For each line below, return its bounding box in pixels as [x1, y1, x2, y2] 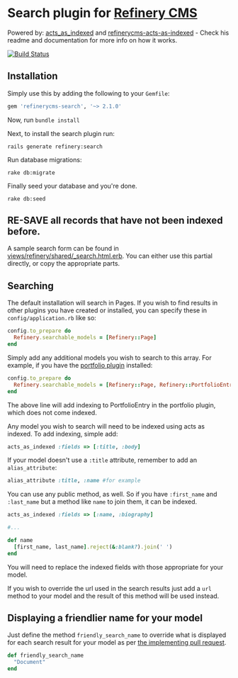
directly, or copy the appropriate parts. [7, 259, 120, 268]
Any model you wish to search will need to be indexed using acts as [7, 422, 205, 430]
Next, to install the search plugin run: [7, 129, 115, 137]
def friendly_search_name [7, 652, 84, 660]
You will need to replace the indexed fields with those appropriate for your [7, 563, 224, 571]
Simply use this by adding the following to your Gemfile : [7, 89, 170, 97]
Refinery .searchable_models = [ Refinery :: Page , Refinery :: [13, 381, 192, 388]
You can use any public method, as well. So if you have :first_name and [7, 490, 217, 499]
